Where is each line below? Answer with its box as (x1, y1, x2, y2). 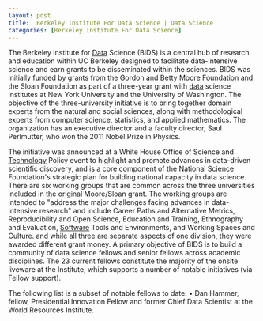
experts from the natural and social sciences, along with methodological (8, 107, 243, 116)
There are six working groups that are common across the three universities (8, 181, 255, 191)
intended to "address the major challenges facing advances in (8, 198, 211, 207)
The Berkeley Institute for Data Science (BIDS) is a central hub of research (8, 48, 250, 58)
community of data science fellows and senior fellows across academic (8, 248, 241, 258)
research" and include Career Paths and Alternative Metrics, (39, 206, 235, 216)
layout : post (8, 11, 51, 20)
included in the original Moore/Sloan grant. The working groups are (8, 189, 227, 198)
